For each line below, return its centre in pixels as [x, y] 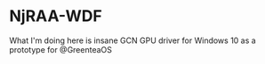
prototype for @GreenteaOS [61, 49]
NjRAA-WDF [56, 16]
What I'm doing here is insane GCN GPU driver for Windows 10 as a [132, 40]
